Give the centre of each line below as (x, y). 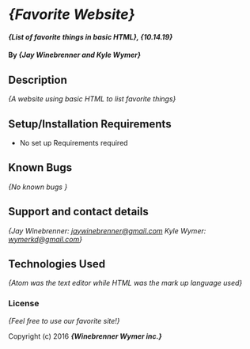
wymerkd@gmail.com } (45, 239)
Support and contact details (78, 212)
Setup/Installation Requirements (90, 124)
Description (38, 80)
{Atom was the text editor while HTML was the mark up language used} (125, 283)
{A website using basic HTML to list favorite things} (92, 99)
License (24, 304)
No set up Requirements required (74, 143)
